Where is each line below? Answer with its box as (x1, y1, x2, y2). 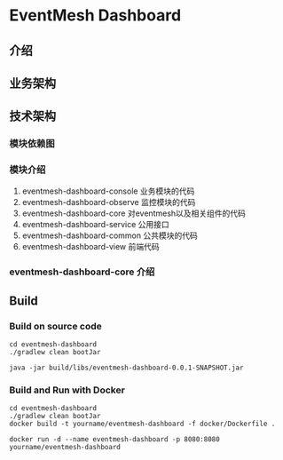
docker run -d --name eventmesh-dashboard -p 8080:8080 (9, 435, 220, 444)
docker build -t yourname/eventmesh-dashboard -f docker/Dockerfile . (9, 419, 276, 429)
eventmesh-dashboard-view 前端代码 (21, 241, 160, 251)
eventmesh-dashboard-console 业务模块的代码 (21, 186, 195, 196)
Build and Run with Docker (9, 384, 126, 396)
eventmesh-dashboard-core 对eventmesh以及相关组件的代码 (21, 208, 247, 218)
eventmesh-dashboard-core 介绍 (9, 266, 155, 278)
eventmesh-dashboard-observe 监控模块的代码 (21, 196, 196, 207)
